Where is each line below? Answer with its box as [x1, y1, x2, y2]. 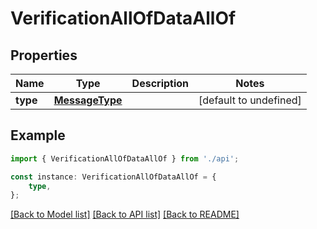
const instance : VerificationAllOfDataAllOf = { [10, 172, 217, 182]
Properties [10, 47, 78, 64]
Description [131, 77, 190, 90]
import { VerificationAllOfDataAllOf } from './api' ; [10, 153, 240, 164]
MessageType [53, 93, 123, 107]
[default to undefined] [198, 93, 302, 107]
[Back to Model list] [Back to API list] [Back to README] [10, 208, 240, 221]
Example [10, 127, 66, 144]
